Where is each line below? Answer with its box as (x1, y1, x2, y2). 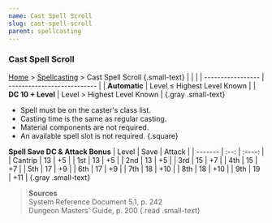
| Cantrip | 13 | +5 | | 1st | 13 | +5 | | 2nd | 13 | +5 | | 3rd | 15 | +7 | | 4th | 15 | (8, 155, 258, 165)
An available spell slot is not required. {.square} (19, 131, 179, 140)
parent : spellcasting (8, 27, 82, 35)
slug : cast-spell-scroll (8, 19, 93, 28)
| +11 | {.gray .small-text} (8, 172, 91, 182)
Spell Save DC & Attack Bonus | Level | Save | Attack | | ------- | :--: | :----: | (8, 147, 265, 157)
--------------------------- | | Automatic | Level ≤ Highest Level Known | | (8, 80, 256, 90)
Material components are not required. (19, 122, 149, 132)
